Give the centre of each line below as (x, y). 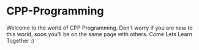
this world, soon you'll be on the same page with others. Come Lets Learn (99, 34)
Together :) (21, 40)
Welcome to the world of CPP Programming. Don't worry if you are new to (99, 28)
